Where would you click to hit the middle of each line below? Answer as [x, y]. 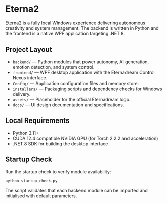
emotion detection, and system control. [53, 67]
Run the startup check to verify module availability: [58, 172]
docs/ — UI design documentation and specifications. [68, 105]
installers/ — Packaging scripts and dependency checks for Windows [87, 89]
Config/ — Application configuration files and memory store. [76, 83]
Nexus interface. [30, 78]
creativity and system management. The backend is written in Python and [82, 28]
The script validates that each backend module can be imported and [76, 191]
